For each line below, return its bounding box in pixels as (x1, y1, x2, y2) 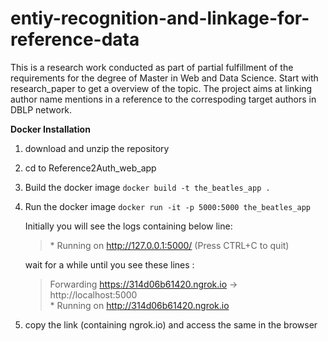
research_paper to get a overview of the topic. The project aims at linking (10, 82, 313, 94)
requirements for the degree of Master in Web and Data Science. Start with (10, 72, 319, 84)
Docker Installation (10, 123, 91, 135)
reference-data (10, 28, 140, 51)
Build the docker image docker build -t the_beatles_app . (24, 181, 271, 193)
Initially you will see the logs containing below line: (24, 220, 233, 232)
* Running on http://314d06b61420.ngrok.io (49, 299, 230, 311)
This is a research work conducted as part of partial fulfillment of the (10, 61, 294, 73)
